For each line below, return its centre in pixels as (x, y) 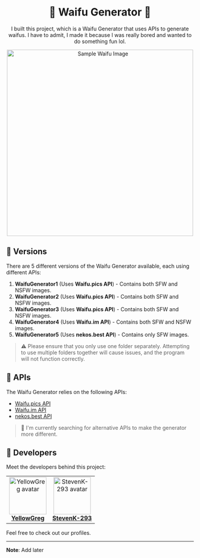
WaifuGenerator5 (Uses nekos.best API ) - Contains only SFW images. (102, 334)
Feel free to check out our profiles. (49, 533)
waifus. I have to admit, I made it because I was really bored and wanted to (100, 35)
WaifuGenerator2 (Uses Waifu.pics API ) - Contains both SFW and (97, 296)
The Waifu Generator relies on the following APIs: (66, 392)
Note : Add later (25, 550)
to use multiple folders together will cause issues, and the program (103, 352)
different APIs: (24, 272)
